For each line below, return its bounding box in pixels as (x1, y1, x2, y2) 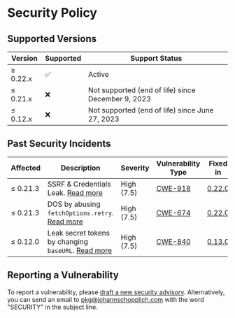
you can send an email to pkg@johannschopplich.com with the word (7, 295, 204, 303)
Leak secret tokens (47, 228, 111, 238)
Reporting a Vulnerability (7, 269, 119, 281)
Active (87, 70, 110, 79)
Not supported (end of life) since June (87, 106, 214, 115)
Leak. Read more (47, 187, 104, 197)
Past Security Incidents (7, 138, 111, 150)
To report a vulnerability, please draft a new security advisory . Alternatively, (7, 288, 225, 296)
